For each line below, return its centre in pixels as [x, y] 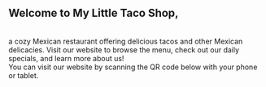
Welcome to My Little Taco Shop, [94, 13]
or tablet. [24, 75]
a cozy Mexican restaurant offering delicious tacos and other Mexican [126, 41]
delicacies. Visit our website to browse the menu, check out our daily [124, 50]
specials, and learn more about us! [66, 58]
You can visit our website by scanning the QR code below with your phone [133, 67]
